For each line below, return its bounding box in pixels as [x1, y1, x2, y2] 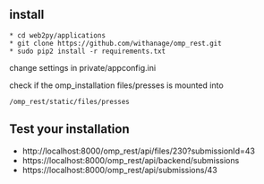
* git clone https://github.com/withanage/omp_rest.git [9, 39, 222, 48]
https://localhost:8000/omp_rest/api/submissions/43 [21, 164, 217, 175]
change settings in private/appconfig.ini [9, 62, 157, 73]
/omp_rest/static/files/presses [9, 97, 130, 106]
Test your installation [9, 121, 130, 137]
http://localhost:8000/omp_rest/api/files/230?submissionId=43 [21, 145, 255, 156]
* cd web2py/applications [9, 31, 106, 39]
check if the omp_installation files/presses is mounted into [9, 80, 224, 91]
